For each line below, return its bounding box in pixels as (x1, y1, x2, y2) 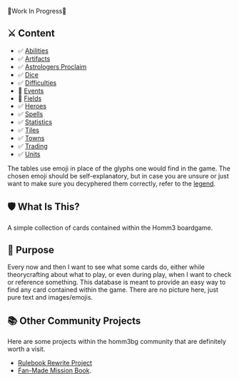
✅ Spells (17, 109, 44, 118)
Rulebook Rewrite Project (17, 359, 93, 367)
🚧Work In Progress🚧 (7, 7, 66, 15)
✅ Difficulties (17, 78, 57, 87)
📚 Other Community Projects (7, 315, 141, 327)
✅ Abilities (17, 46, 49, 55)
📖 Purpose (7, 244, 55, 256)
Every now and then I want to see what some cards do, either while (7, 263, 205, 271)
